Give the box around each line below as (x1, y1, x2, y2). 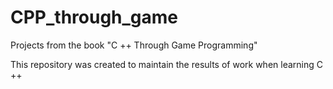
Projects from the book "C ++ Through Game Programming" (10, 39, 258, 51)
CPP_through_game (10, 6, 179, 29)
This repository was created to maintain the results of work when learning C (10, 58, 323, 70)
